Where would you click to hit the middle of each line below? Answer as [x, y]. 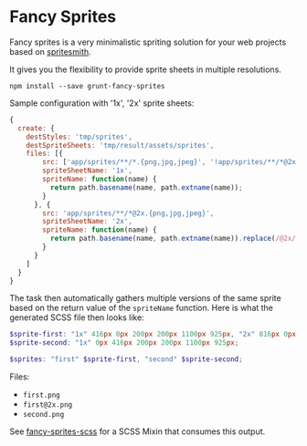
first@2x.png [48, 405]
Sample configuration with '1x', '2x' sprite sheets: [102, 103]
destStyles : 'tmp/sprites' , [79, 137]
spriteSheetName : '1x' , [87, 171]
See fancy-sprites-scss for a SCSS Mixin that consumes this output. [138, 431]
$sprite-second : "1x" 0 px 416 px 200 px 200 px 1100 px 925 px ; [124, 343]
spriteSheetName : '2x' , [87, 222]
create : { [36, 128]
